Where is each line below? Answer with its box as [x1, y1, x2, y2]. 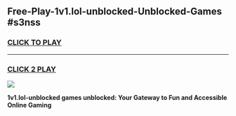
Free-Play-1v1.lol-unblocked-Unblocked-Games [7, 6, 223, 18]
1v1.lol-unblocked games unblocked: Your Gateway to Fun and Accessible [7, 93, 228, 101]
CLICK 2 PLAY [7, 64, 56, 74]
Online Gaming [7, 101, 52, 109]
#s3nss [7, 17, 41, 29]
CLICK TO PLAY [7, 38, 62, 48]
